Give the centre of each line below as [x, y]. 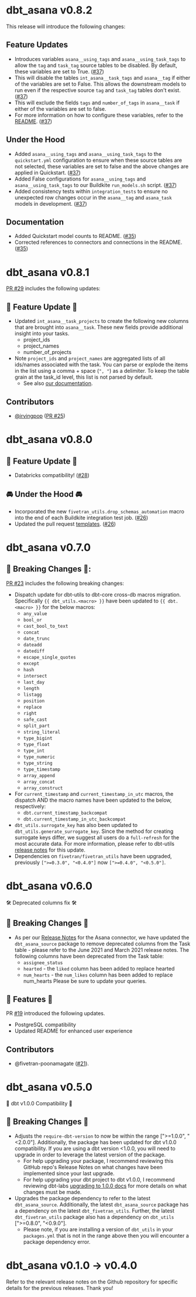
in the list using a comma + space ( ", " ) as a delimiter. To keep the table [102, 371]
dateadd [32, 645]
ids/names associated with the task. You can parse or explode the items [101, 365]
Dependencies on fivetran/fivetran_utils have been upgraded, [93, 856]
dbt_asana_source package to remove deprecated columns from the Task [102, 944]
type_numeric [39, 757]
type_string [38, 763]
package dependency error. [57, 1242]
